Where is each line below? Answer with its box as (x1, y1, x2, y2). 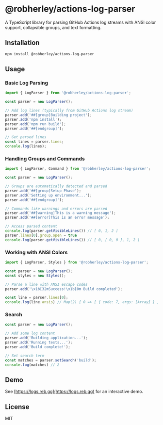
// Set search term (5, 353, 45, 358)
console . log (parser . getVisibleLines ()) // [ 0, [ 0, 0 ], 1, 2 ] (5, 237, 140, 242)
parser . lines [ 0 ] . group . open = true (5, 233, 77, 238)
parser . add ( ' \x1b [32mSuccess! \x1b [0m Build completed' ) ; (5, 286, 123, 292)
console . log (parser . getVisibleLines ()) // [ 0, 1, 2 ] (5, 229, 118, 233)
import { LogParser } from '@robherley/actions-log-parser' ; (5, 91, 131, 96)
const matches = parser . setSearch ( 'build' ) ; (5, 358, 97, 362)
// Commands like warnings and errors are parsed (5, 206, 108, 211)
